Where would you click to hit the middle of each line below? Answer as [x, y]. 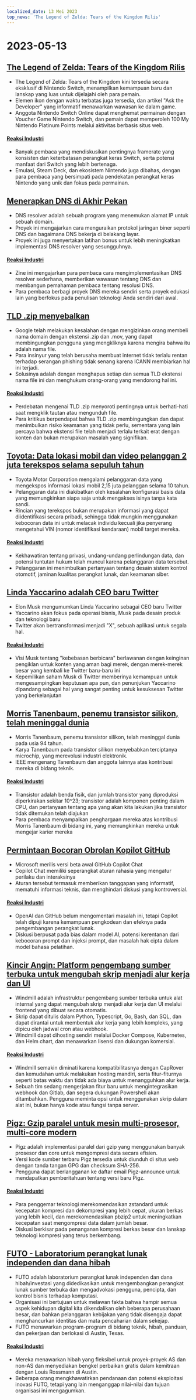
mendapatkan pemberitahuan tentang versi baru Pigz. [80, 1177]
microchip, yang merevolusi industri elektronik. [71, 756]
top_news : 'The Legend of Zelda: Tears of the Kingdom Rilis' [84, 17]
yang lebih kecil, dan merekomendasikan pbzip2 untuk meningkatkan [98, 1217]
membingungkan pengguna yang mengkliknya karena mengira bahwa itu [103, 343]
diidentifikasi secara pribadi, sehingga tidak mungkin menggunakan [96, 517]
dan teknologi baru [38, 619]
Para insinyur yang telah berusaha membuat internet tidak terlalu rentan [101, 355]
